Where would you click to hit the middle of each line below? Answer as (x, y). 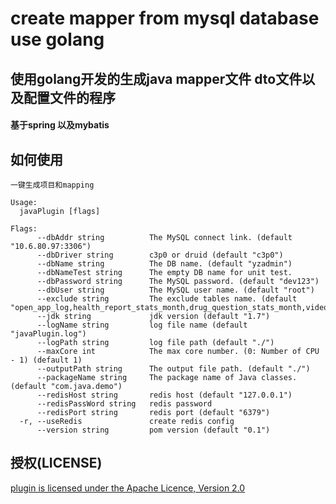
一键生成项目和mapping (52, 185)
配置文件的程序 (69, 97)
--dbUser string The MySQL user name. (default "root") (175, 290)
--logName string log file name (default (142, 325)
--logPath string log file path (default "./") (155, 342)
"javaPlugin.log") (48, 333)
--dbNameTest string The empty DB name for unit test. (164, 272)
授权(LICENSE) (56, 463)
